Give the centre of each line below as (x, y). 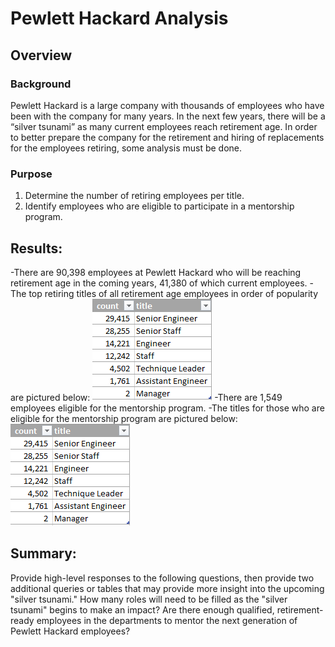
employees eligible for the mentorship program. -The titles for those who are (167, 408)
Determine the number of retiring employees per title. (134, 196)
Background (41, 84)
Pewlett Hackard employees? (70, 631)
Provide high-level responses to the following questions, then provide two (162, 578)
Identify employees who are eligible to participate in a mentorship (159, 206)
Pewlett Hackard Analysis (119, 18)
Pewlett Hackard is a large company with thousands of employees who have (167, 105)
